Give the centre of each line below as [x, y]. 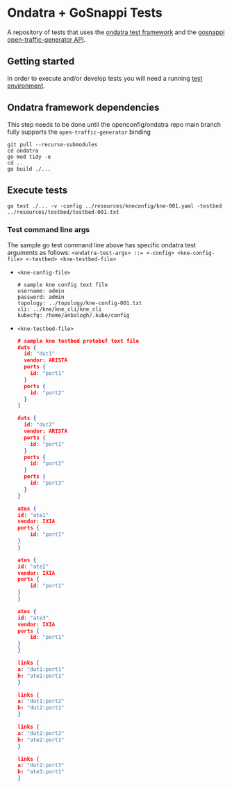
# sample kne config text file [63, 285]
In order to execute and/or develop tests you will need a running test [105, 78]
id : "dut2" [40, 425]
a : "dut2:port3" [41, 765]
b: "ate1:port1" [41, 676]
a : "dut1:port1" [41, 669]
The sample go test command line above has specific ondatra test [102, 245]
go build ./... [29, 169]
